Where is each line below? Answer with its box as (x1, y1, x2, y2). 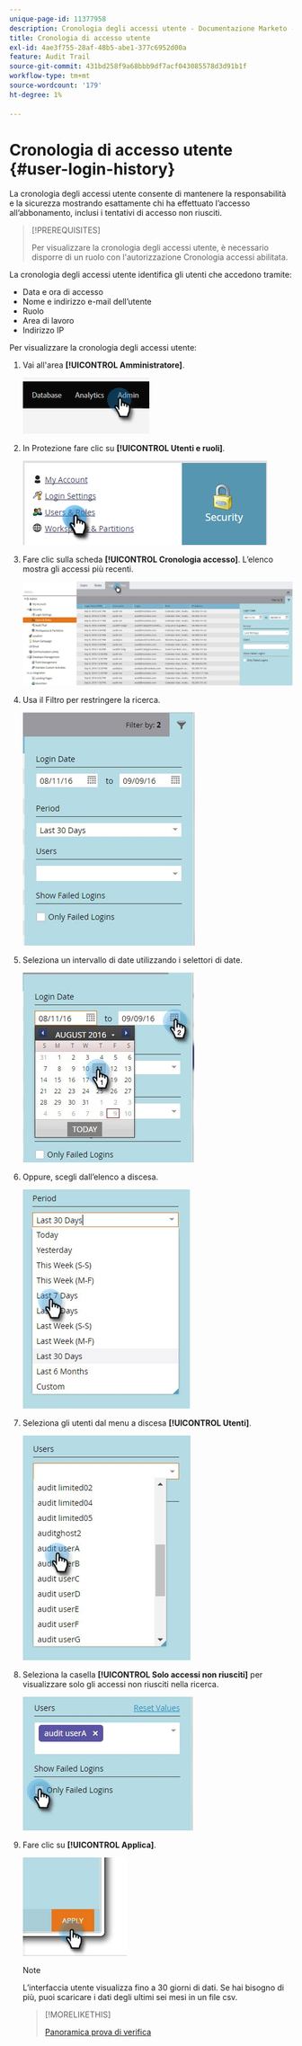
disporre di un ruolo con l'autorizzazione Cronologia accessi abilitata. (31, 252, 289, 262)
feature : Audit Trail (9, 52, 91, 62)
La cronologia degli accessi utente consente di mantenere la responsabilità (9, 189, 287, 200)
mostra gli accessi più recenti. (22, 564, 134, 574)
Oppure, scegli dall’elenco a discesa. (22, 1171, 159, 1182)
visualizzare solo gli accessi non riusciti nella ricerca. (22, 1678, 219, 1689)
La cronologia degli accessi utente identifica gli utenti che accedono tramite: (9, 270, 292, 280)
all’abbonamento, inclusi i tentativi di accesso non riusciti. (9, 208, 223, 218)
